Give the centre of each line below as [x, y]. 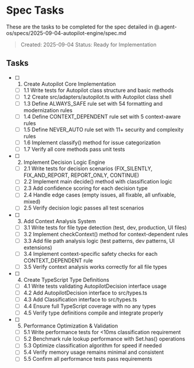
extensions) [38, 248]
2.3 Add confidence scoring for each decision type [85, 188]
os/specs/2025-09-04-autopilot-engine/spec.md [66, 33]
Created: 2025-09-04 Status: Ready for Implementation [88, 45]
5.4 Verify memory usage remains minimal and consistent [94, 352]
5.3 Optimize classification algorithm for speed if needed [93, 345]
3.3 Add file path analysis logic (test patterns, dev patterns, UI [99, 240]
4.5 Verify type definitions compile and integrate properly [93, 313]
